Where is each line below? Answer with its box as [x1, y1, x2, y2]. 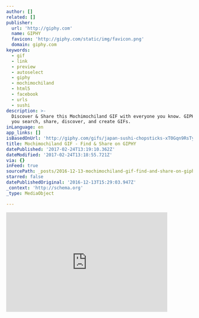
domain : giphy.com [11, 42, 57, 48]
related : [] [6, 14, 36, 20]
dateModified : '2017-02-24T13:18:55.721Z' [6, 152, 113, 158]
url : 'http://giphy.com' [11, 25, 73, 31]
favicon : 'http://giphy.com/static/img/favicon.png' [11, 36, 145, 42]
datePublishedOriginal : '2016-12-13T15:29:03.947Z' [6, 179, 136, 185]
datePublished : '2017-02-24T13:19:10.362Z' [6, 146, 115, 152]
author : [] [6, 8, 33, 15]
